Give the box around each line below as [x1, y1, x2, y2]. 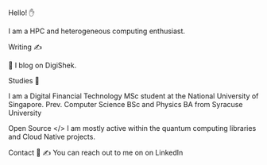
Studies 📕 [8, 76, 40, 85]
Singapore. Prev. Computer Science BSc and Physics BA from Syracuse [8, 100, 243, 109]
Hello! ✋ [8, 8, 36, 17]
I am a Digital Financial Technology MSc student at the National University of [8, 91, 259, 101]
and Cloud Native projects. [8, 132, 95, 141]
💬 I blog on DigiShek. [8, 60, 77, 70]
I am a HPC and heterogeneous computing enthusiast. [8, 26, 185, 36]
